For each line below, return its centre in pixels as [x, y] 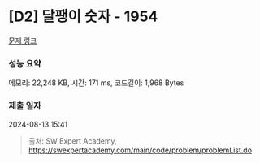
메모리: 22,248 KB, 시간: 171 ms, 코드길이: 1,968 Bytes [96, 83]
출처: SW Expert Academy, [72, 141]
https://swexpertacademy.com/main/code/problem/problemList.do [140, 150]
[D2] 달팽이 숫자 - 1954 [83, 17]
